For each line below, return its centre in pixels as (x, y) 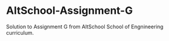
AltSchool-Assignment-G (69, 11)
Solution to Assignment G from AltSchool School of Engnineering (85, 27)
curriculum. (20, 32)
